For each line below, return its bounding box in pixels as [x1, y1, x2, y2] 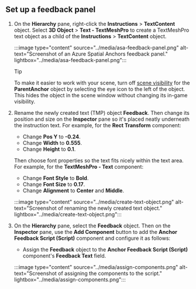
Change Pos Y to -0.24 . [22, 133, 81, 140]
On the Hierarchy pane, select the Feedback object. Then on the [13, 222, 171, 229]
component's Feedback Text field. [22, 252, 106, 259]
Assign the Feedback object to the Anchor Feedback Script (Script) [22, 246, 188, 253]
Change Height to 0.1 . [22, 145, 76, 152]
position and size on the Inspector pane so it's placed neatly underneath [13, 115, 190, 123]
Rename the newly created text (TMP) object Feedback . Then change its [13, 109, 190, 116]
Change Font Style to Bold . [22, 174, 89, 181]
